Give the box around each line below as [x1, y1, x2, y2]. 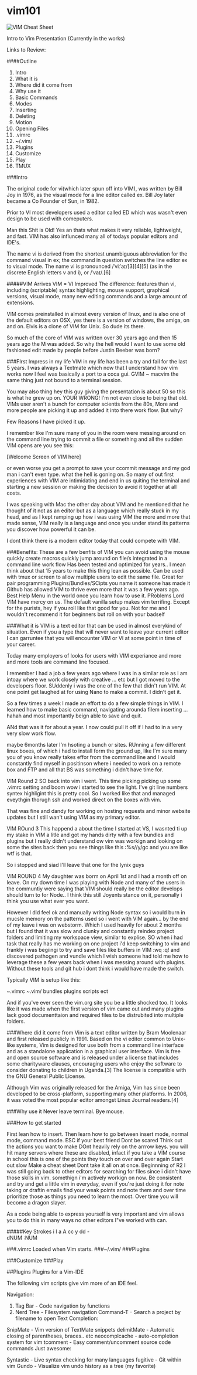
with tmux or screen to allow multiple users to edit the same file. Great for [6, 573, 184, 580]
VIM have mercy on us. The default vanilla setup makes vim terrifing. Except [6, 598, 190, 605]
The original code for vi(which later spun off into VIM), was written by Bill [6, 185, 183, 192]
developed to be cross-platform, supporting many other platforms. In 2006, [6, 1090, 188, 1097]
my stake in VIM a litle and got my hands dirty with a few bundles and [6, 831, 174, 838]
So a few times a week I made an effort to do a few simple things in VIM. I [6, 699, 184, 707]
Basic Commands [15, 94, 58, 101]
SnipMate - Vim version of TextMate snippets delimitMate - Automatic [6, 1326, 175, 1333]
